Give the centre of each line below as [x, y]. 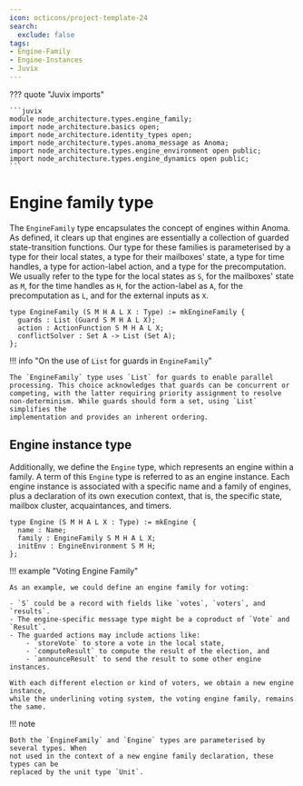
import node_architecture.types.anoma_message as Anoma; [119, 143]
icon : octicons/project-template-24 [78, 18]
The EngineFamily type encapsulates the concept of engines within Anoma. [150, 227]
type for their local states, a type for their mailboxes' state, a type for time [147, 256]
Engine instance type [71, 445]
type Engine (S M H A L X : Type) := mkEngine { [103, 522]
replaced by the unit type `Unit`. [77, 772]
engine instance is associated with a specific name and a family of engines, [151, 486]
